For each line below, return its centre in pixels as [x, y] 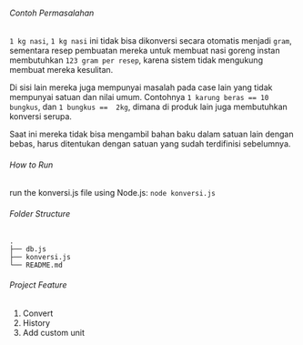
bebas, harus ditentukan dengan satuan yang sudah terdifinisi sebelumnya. [150, 144]
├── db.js [28, 249]
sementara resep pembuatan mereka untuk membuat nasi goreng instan [145, 51]
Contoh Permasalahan [52, 13]
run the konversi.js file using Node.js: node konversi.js [113, 193]
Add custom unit [53, 332]
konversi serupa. [41, 117]
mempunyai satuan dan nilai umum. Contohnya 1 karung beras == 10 [139, 97]
